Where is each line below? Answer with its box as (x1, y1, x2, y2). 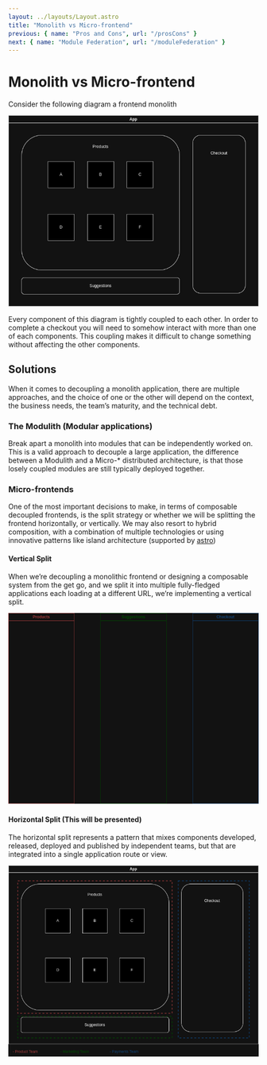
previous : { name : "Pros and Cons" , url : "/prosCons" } (8, 29, 197, 37)
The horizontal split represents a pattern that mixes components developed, (8, 832, 257, 842)
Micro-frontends (8, 484, 74, 494)
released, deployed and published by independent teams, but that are (8, 841, 237, 850)
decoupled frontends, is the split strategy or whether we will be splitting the (8, 510, 256, 520)
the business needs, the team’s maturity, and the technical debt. (8, 401, 218, 410)
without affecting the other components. (8, 339, 141, 349)
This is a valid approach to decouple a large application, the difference (8, 447, 239, 457)
